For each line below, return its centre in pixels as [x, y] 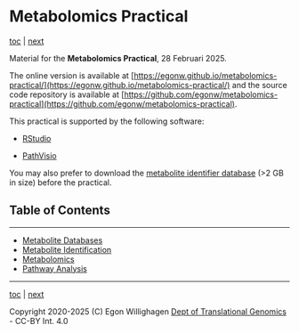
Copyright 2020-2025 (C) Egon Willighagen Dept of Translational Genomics [148, 311]
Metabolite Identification [67, 249]
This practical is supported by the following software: [107, 121]
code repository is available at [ [67, 94]
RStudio [36, 138]
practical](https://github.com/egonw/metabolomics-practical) [122, 103]
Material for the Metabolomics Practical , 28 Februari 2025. [118, 58]
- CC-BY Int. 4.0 [39, 321]
